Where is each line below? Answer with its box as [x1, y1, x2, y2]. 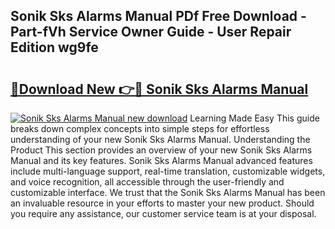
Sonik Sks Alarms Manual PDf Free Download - [10, 8, 307, 25]
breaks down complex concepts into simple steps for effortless [10, 123, 270, 134]
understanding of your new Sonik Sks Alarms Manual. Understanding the [10, 134, 311, 145]
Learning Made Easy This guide [189, 112, 320, 124]
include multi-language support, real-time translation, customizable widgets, [10, 165, 326, 177]
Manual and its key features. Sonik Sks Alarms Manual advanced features [10, 155, 313, 166]
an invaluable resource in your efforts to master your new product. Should [10, 197, 315, 209]
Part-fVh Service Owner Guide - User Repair [10, 24, 292, 41]
